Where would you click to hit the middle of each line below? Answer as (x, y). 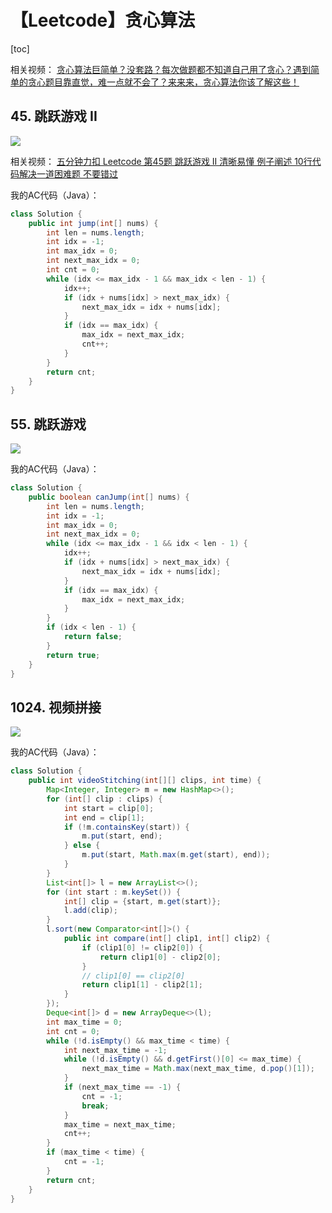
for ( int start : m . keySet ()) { (114, 892)
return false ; (93, 637)
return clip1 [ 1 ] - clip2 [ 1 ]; (142, 985)
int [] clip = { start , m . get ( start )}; (142, 901)
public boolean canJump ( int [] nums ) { (109, 497)
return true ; (73, 655)
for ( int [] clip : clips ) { (104, 799)
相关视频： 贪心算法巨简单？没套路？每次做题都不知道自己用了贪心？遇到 (160, 69)
